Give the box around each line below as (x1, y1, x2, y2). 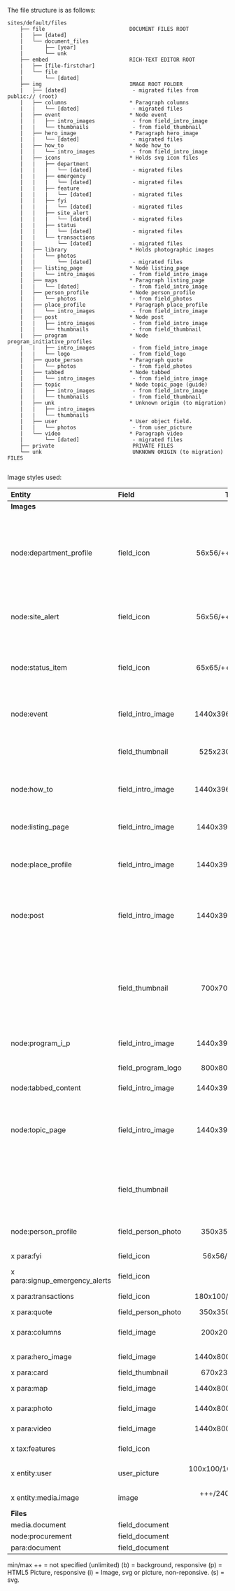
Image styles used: (7, 473, 62, 481)
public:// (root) (7, 93, 58, 100)
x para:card (10, 1368, 49, 1377)
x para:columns (10, 1328, 62, 1337)
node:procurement (10, 1531, 72, 1541)
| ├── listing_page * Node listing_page (20, 265, 190, 272)
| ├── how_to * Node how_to (20, 142, 171, 149)
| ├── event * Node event (20, 111, 168, 118)
